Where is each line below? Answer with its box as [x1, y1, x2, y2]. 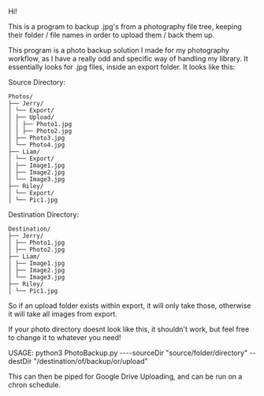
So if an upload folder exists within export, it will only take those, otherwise [8, 301, 251, 310]
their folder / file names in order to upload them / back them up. [8, 31, 215, 39]
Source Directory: [8, 78, 65, 87]
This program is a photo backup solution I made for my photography [8, 46, 230, 54]
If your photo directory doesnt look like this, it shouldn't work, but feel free [8, 324, 250, 334]
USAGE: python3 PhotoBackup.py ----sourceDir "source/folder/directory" [8, 348, 248, 357]
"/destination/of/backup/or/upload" [33, 357, 148, 365]
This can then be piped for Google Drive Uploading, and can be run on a [8, 372, 243, 381]
